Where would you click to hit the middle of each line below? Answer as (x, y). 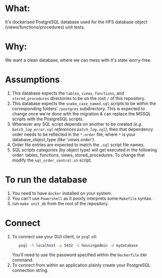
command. (23, 260)
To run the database (46, 180)
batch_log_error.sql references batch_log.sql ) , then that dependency (82, 129)
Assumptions (32, 80)
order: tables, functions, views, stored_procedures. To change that (78, 155)
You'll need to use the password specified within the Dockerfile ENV (79, 255)
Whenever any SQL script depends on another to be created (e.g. (77, 124)
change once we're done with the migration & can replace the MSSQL (81, 114)
